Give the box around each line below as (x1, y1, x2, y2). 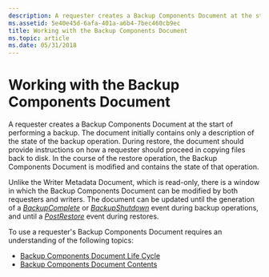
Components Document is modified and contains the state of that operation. (8, 162, 259, 172)
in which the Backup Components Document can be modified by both (8, 186, 239, 196)
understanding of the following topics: (8, 235, 134, 245)
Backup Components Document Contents (19, 259, 158, 269)
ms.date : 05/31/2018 (8, 42, 78, 50)
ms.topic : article (8, 34, 70, 42)
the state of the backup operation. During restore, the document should (8, 137, 244, 147)
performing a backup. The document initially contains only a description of (8, 128, 255, 138)
